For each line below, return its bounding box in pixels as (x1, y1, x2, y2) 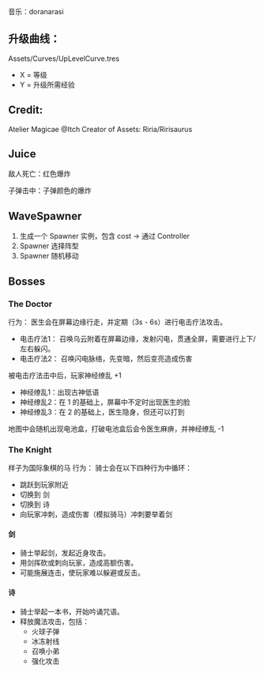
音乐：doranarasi (8, 7, 65, 16)
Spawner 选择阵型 (19, 241, 79, 251)
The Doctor (8, 298, 53, 309)
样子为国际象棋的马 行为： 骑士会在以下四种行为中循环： (8, 463, 192, 473)
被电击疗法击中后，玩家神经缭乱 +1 (8, 370, 122, 380)
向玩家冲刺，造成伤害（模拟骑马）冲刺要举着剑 (19, 509, 172, 520)
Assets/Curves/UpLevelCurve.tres (8, 54, 120, 63)
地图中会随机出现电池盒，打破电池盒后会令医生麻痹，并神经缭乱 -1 (8, 424, 224, 433)
